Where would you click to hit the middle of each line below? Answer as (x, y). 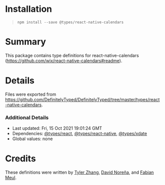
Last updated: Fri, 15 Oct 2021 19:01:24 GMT (57, 128)
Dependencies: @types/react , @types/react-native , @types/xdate (80, 134)
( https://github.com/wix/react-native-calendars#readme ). (64, 61)
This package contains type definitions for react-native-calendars (72, 55)
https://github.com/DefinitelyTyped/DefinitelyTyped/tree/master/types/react (82, 99)
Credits (21, 159)
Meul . (11, 178)
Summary (25, 42)
